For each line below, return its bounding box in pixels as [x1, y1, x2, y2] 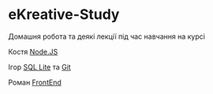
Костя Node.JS [8, 47, 58, 56]
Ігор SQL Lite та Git [8, 62, 71, 72]
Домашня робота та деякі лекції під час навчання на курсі [8, 32, 205, 41]
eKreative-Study [8, 6, 120, 24]
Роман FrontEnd [8, 77, 62, 87]
